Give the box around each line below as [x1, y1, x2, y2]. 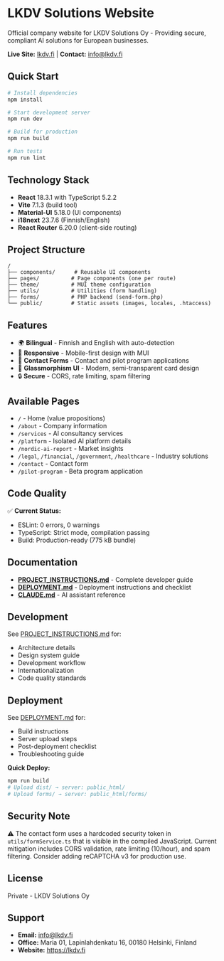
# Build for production [7, 128, 78, 136]
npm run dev [7, 115, 43, 122]
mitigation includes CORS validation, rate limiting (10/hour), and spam [7, 844, 211, 853]
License [7, 873, 43, 885]
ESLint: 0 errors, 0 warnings [17, 521, 100, 529]
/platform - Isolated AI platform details [17, 437, 132, 445]
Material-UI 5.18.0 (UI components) [17, 208, 122, 216]
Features [7, 319, 48, 331]
